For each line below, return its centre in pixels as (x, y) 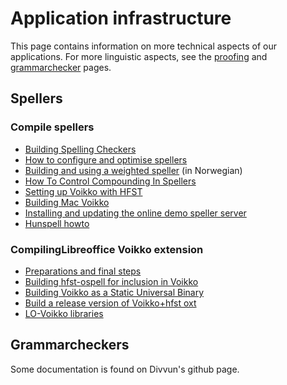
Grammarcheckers (70, 345)
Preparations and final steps (83, 271)
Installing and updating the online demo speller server (135, 213)
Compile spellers (52, 127)
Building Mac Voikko (67, 202)
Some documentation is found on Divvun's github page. (125, 369)
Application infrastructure (121, 18)
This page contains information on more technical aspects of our (143, 46)
